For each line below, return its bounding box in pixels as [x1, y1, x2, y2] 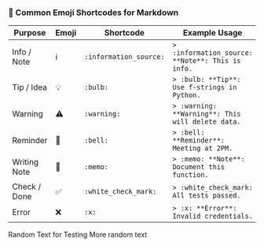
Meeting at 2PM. [172, 144, 233, 153]
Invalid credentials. [172, 212, 254, 221]
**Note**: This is [172, 57, 241, 65]
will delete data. [172, 117, 241, 127]
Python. [172, 90, 201, 100]
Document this [172, 163, 225, 171]
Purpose [13, 28, 46, 39]
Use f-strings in [172, 83, 237, 92]
